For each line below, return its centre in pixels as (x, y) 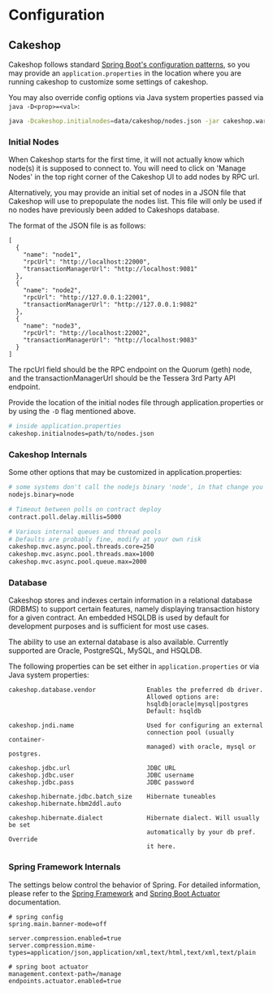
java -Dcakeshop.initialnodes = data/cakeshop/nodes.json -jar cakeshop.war (138, 121)
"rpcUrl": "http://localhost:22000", (87, 262)
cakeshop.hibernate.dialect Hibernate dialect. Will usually (134, 818)
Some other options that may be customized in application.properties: (125, 473)
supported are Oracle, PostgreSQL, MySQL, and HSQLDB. (105, 651)
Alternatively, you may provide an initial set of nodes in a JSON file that (127, 193)
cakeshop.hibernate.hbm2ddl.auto (65, 804)
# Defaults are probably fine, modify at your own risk (105, 539)
